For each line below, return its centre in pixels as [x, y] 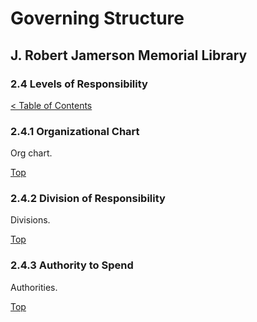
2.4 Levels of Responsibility [79, 84]
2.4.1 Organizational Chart [75, 131]
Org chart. [31, 153]
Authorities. [34, 287]
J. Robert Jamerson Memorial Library [129, 55]
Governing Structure [97, 18]
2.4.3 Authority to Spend [72, 265]
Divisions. [30, 220]
